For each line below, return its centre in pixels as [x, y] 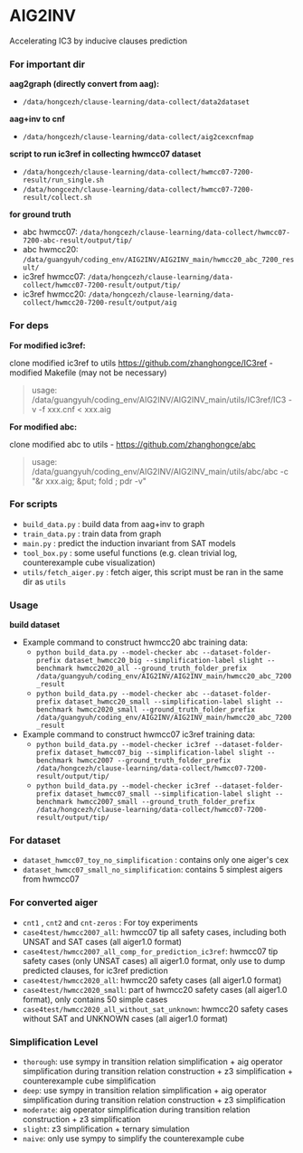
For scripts [33, 505]
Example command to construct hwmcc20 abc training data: [135, 642]
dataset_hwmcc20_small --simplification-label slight [168, 702]
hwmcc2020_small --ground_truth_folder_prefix [166, 710]
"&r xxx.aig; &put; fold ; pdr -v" [89, 481]
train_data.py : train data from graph [92, 534]
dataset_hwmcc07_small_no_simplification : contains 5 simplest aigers [152, 870]
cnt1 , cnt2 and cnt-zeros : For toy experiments [110, 922]
